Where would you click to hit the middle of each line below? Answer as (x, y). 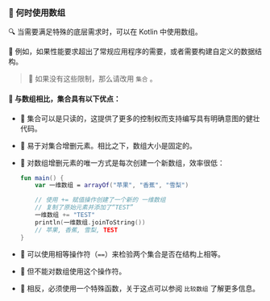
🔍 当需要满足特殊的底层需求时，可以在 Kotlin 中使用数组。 (106, 32)
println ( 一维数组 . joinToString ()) (90, 222)
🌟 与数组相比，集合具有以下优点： (64, 98)
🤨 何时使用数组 (37, 12)
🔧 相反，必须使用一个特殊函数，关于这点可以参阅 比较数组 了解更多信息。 (140, 288)
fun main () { (42, 178)
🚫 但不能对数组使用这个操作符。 (73, 271)
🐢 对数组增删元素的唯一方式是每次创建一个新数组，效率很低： (122, 162)
